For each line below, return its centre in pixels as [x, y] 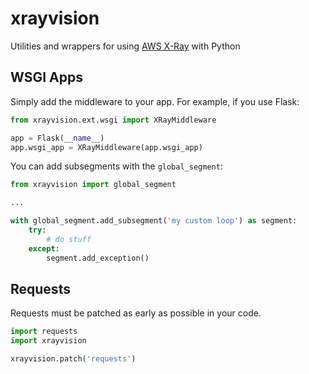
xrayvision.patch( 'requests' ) [73, 359]
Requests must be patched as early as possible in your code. [136, 313]
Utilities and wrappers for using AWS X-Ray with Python [125, 46]
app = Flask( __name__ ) [57, 138]
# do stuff [69, 239]
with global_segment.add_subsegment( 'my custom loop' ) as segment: [154, 221]
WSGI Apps [46, 77]
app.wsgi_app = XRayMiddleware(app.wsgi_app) [106, 147]
